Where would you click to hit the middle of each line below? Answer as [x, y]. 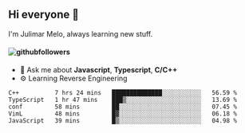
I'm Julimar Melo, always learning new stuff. [81, 33]
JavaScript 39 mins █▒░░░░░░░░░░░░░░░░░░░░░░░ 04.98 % [123, 121]
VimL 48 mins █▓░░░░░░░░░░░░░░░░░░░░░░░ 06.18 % [123, 114]
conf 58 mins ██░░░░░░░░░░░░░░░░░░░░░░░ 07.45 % [123, 107]
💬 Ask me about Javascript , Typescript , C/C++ [99, 70]
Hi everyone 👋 [44, 15]
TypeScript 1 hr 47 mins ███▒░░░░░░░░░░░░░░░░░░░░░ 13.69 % [123, 100]
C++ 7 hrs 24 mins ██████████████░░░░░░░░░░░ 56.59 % [123, 93]
